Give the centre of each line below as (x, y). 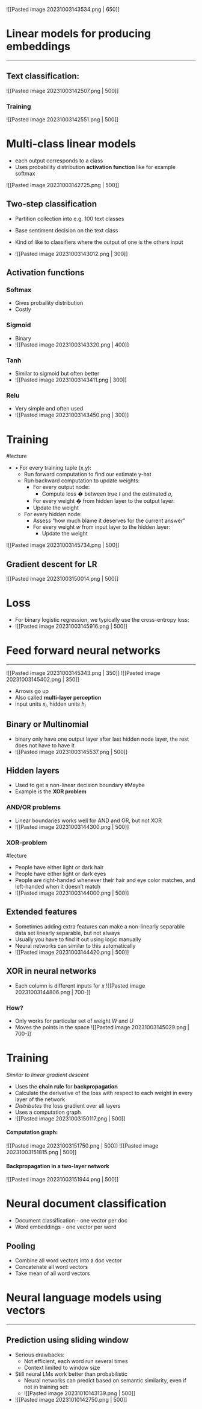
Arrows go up (32, 691)
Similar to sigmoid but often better (57, 374)
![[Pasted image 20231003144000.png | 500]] (72, 893)
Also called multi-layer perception (58, 698)
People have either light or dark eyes (60, 874)
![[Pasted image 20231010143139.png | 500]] (80, 1393)
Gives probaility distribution (49, 303)
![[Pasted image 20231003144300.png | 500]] (72, 826)
